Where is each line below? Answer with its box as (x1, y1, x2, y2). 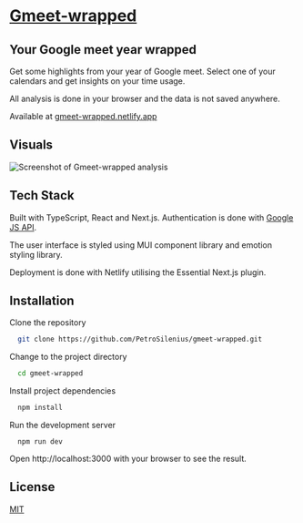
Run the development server (9, 420, 116, 431)
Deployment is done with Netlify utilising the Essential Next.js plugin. (9, 266, 267, 278)
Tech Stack (9, 188, 75, 203)
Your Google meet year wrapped (9, 42, 197, 57)
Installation (9, 293, 75, 309)
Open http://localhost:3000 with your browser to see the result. (9, 453, 247, 465)
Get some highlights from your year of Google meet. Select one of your (9, 66, 276, 77)
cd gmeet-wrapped (17, 369, 84, 378)
